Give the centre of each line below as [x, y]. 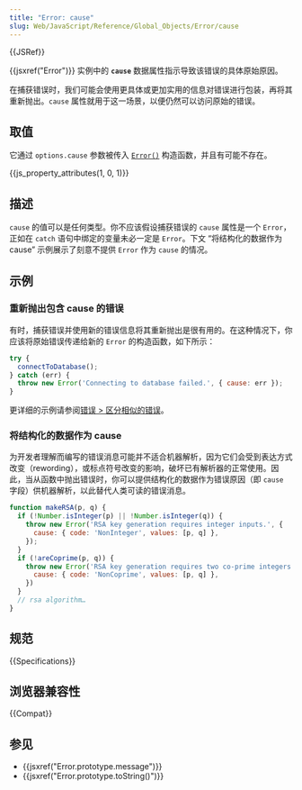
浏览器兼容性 [45, 691]
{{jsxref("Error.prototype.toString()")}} [93, 776]
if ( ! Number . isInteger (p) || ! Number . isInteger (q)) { [120, 516]
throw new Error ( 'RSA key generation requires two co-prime [140, 567]
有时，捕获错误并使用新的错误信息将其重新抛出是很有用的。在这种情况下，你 [151, 330]
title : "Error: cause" [52, 18]
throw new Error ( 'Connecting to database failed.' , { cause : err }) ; [150, 384]
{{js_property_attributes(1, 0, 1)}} [69, 173]
